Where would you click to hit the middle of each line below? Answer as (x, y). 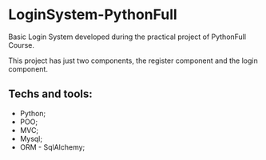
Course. (21, 45)
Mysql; (31, 139)
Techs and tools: (51, 94)
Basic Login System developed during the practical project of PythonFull (127, 37)
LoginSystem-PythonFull (93, 15)
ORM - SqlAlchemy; (52, 147)
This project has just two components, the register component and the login (133, 60)
